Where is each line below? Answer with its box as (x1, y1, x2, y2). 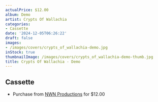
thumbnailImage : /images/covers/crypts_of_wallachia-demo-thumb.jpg (5, 54, 153, 60)
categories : (5, 21, 30, 27)
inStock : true (5, 49, 36, 55)
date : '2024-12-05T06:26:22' (5, 31, 67, 36)
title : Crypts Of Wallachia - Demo (5, 59, 81, 64)
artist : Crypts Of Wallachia (5, 17, 67, 22)
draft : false (5, 36, 33, 41)
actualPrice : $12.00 (5, 7, 49, 13)
